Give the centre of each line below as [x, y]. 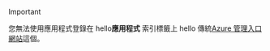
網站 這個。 [26, 38]
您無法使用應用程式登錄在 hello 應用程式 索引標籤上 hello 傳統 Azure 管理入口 [135, 28]
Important [25, 12]
